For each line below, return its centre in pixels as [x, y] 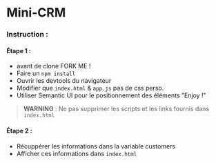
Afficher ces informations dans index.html [77, 153]
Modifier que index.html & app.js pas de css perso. [90, 88]
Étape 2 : [19, 131]
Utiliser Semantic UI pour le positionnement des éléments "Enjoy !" [111, 95]
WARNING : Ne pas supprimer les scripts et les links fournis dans [116, 109]
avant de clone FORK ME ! [53, 66]
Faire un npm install [46, 73]
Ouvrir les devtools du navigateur [64, 81]
